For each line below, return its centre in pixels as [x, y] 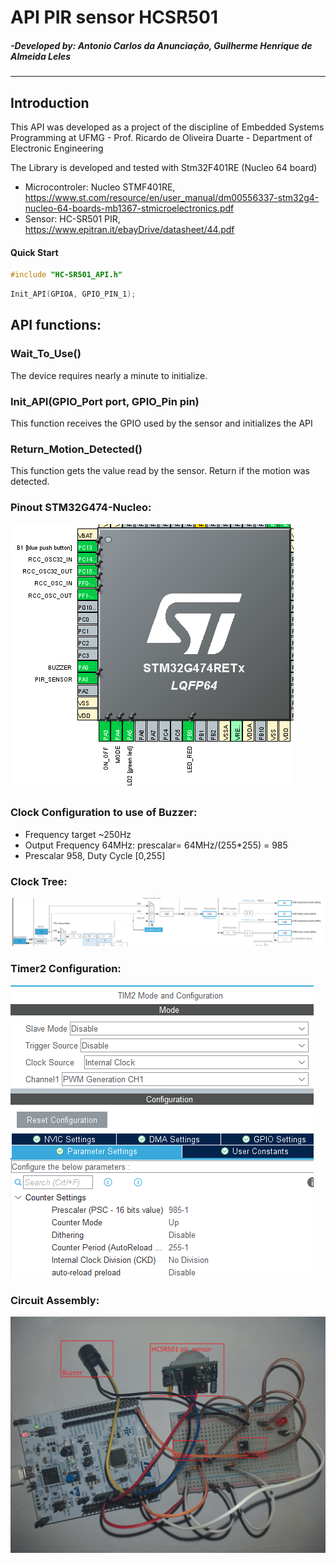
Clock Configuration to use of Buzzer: [104, 813]
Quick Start [34, 252]
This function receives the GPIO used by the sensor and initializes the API [161, 423]
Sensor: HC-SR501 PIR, [72, 218]
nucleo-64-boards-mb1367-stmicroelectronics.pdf [129, 208]
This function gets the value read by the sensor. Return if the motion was [160, 471]
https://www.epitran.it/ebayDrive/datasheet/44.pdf [129, 229]
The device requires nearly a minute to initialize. [109, 375]
